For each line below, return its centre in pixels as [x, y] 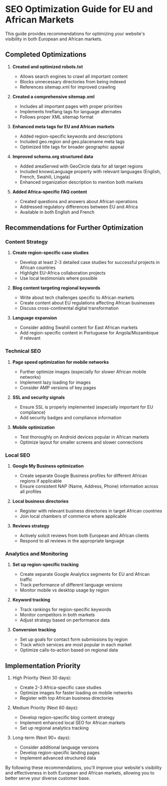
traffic [26, 579]
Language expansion [35, 318]
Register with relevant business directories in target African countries [91, 511]
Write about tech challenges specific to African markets [77, 297]
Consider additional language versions [59, 748]
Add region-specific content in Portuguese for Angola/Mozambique [89, 333]
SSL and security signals [39, 397]
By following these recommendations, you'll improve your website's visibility [83, 768]
